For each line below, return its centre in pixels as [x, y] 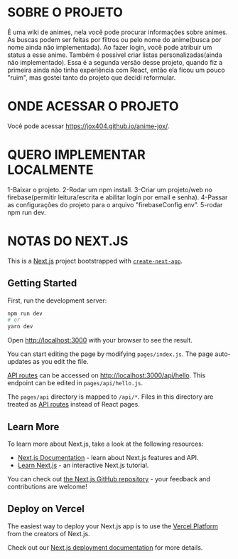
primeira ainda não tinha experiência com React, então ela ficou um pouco [116, 70]
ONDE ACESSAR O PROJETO [93, 106]
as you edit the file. [61, 362]
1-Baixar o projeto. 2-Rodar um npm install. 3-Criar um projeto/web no [110, 189]
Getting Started [42, 283]
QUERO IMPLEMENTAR [76, 155]
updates [20, 362]
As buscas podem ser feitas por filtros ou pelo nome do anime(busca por [114, 39]
